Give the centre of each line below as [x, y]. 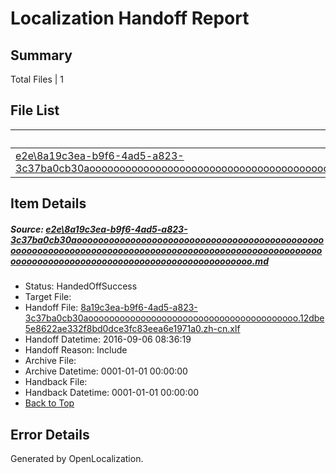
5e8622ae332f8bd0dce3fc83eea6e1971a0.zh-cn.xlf [132, 329]
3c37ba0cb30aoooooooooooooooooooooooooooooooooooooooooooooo [167, 239]
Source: [27, 229]
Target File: [48, 297]
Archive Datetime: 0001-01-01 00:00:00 [106, 371]
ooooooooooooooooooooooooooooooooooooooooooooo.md [139, 261]
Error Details [50, 434]
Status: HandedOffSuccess [81, 286]
